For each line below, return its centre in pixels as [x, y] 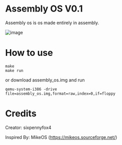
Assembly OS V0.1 [44, 9]
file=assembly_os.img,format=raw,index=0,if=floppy [60, 94]
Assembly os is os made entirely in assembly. [52, 23]
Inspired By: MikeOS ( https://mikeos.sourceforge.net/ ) [61, 137]
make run [14, 70]
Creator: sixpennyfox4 [28, 127]
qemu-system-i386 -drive [31, 89]
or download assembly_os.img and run [45, 80]
